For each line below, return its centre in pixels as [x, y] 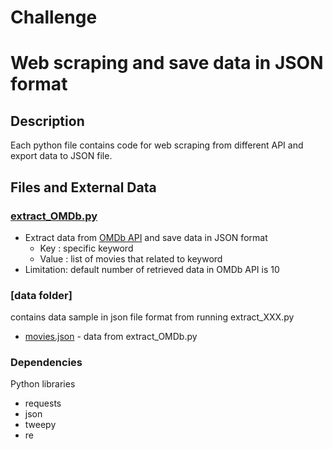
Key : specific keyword [86, 248]
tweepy [40, 425]
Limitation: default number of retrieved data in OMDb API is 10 [152, 269]
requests [43, 403]
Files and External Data [83, 187]
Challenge [54, 17]
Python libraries [43, 384]
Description [47, 121]
